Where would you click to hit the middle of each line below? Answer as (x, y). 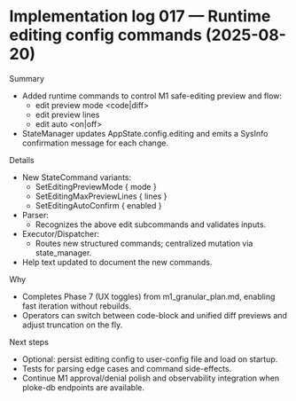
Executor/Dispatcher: (61, 233)
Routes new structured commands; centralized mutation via (144, 243)
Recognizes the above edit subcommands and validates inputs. (151, 224)
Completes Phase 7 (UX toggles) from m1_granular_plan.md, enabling (148, 296)
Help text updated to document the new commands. (117, 262)
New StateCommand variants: (76, 177)
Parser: (35, 215)
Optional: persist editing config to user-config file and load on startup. (150, 359)
